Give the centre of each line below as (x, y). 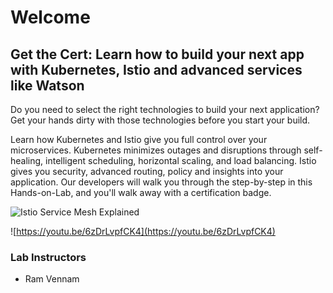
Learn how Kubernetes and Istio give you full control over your (139, 139)
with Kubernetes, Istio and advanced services (156, 69)
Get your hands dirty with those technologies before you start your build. (160, 120)
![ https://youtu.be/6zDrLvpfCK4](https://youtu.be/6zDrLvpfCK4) (143, 231)
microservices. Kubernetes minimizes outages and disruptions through (156, 150)
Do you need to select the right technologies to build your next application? (165, 109)
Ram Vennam (52, 279)
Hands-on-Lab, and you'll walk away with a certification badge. (141, 192)
